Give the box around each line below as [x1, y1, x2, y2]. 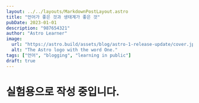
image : [6, 36, 23, 42]
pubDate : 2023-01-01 [6, 19, 57, 25]
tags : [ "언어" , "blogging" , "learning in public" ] [6, 52, 131, 58]
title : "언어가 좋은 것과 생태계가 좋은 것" [6, 14, 101, 20]
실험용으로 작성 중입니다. [6, 85, 120, 98]
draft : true [6, 58, 36, 64]
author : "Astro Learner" [6, 31, 68, 36]
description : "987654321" [6, 25, 70, 31]
